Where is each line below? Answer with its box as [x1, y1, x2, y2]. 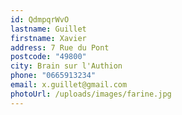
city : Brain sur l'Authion [10, 61, 123, 71]
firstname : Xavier [10, 33, 87, 43]
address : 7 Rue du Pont [10, 42, 110, 53]
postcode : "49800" [10, 52, 87, 62]
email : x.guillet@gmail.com [10, 80, 128, 90]
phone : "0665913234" [10, 71, 97, 81]
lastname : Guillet [10, 24, 87, 34]
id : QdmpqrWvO [10, 14, 70, 25]
